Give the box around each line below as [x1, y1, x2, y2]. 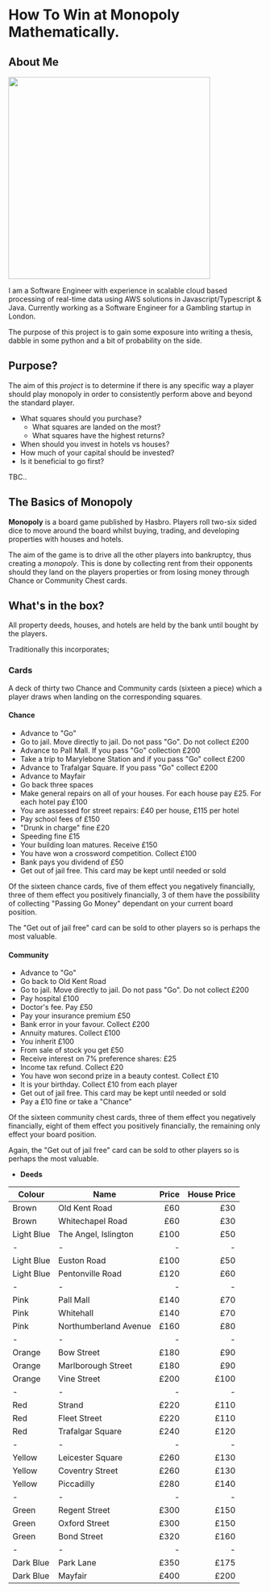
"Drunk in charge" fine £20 [19, 822, 110, 832]
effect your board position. [8, 1130, 97, 1139]
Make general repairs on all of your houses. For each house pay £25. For [19, 788, 262, 798]
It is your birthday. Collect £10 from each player [19, 1079, 178, 1089]
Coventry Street [57, 1465, 118, 1476]
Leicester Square [57, 1452, 123, 1463]
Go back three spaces [19, 779, 94, 789]
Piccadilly [57, 1478, 95, 1489]
